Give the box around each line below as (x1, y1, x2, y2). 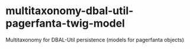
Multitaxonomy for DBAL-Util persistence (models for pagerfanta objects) (5, 36, 184, 43)
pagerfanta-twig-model (5, 17, 125, 30)
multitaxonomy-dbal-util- (5, 4, 134, 18)
